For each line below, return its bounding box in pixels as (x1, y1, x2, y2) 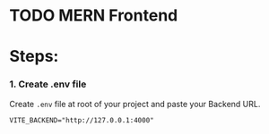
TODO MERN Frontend (9, 5, 178, 26)
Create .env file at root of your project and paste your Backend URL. (9, 98, 261, 109)
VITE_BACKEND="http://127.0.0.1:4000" (9, 115, 154, 125)
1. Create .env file (9, 78, 87, 90)
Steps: (9, 46, 59, 67)
